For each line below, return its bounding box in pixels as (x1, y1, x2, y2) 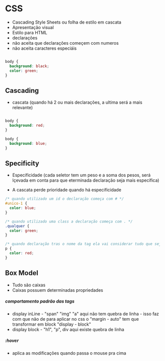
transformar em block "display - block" (12, 321, 91, 327)
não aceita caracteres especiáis (12, 45, 77, 51)
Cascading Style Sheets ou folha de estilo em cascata (12, 19, 122, 25)
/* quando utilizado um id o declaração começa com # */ (5, 196, 124, 201)
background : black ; (9, 63, 50, 69)
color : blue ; (9, 206, 36, 211)
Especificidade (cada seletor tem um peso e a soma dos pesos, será (12, 172, 151, 178)
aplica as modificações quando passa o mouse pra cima (12, 350, 127, 356)
